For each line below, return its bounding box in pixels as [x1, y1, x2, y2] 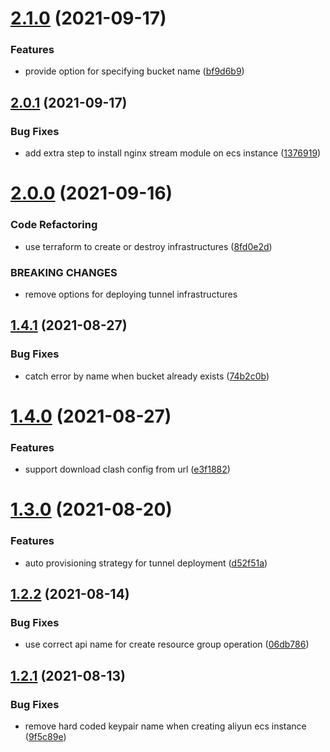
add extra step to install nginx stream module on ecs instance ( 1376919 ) [24, 147, 322, 159]
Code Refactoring [10, 218, 98, 232]
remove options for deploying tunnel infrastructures [24, 288, 238, 300]
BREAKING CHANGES [10, 265, 118, 279]
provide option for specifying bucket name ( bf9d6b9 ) [24, 65, 245, 77]
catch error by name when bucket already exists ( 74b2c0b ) [24, 370, 270, 382]
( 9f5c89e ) [24, 730, 67, 742]
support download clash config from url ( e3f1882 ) [24, 463, 231, 476]
